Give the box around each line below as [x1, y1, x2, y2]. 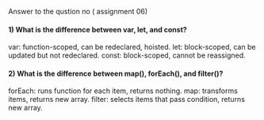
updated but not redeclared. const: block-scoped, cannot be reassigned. [8, 51, 246, 60]
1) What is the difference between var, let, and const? [8, 24, 188, 34]
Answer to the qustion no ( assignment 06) [8, 7, 148, 16]
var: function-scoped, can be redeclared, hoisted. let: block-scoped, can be [8, 43, 256, 52]
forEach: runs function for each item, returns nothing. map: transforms [8, 86, 238, 96]
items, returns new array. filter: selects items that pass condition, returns [8, 95, 246, 104]
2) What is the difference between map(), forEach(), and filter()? [8, 69, 224, 78]
